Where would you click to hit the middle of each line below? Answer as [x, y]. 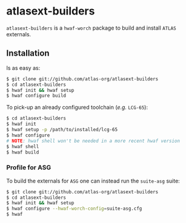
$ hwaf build [23, 152]
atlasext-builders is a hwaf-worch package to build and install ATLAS [91, 28]
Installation [28, 53]
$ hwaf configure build [36, 96]
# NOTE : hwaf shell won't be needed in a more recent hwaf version [93, 141]
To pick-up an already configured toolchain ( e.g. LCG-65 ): [77, 108]
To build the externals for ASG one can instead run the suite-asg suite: [93, 181]
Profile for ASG [29, 167]
